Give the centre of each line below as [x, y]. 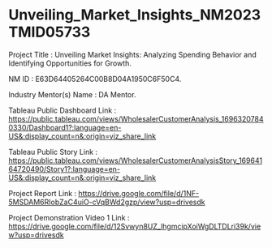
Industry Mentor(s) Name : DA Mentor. [72, 94]
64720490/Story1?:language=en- [64, 169]
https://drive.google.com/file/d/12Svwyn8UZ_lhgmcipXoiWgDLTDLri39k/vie [135, 226]
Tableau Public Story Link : [53, 152]
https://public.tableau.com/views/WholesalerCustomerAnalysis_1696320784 [136, 118]
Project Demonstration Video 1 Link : [69, 217]
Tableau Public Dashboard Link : [63, 110]
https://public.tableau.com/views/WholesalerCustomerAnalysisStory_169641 [135, 160]
